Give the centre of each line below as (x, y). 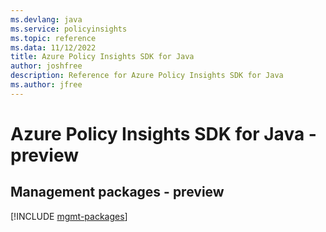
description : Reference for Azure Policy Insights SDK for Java (147, 76)
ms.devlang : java (46, 19)
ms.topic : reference (53, 38)
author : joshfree (46, 66)
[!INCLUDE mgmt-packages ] (69, 216)
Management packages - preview (117, 192)
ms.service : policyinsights (69, 29)
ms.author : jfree (46, 85)
